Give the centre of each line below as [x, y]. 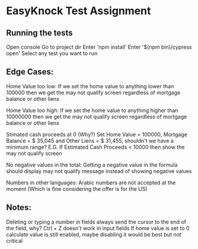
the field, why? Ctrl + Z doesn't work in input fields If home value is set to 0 [98, 228]
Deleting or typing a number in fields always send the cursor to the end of [96, 222]
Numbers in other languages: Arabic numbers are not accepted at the [91, 183]
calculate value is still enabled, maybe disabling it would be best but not [94, 234]
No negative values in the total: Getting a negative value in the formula [92, 165]
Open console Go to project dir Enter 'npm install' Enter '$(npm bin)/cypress [99, 47]
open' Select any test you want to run [52, 53]
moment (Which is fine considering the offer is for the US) [77, 189]
